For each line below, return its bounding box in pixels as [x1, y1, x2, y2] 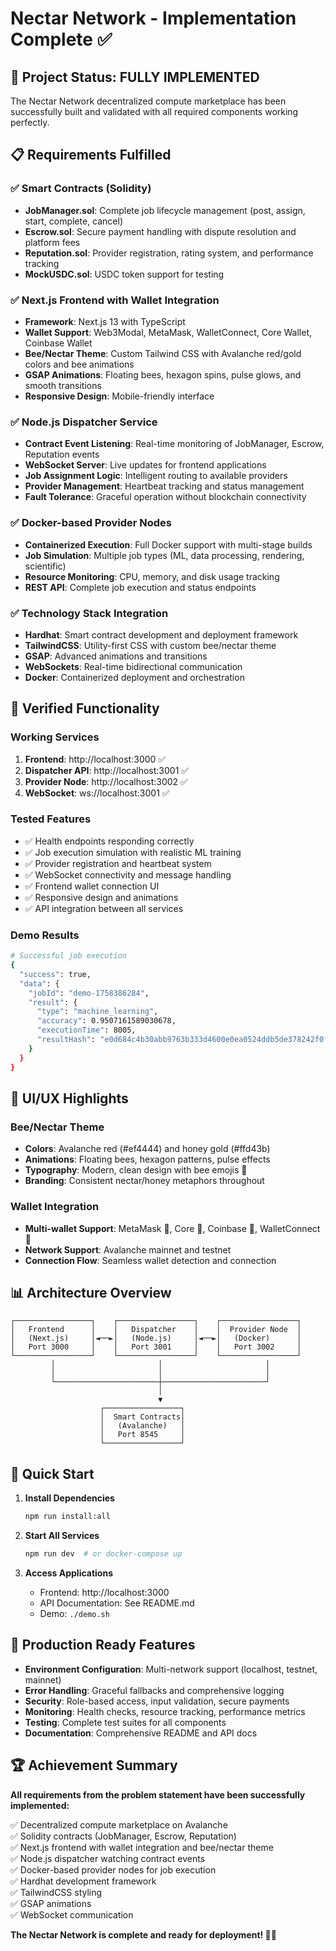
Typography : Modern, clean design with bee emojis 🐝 [24, 1164, 248, 1176]
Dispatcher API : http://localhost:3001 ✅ [24, 764, 190, 776]
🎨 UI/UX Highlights [10, 1090, 129, 1107]
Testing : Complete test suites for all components [24, 1716, 227, 1728]
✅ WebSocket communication [10, 1908, 134, 1921]
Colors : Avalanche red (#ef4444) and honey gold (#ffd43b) [24, 1143, 271, 1155]
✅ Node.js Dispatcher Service [10, 415, 158, 429]
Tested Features [10, 812, 92, 826]
